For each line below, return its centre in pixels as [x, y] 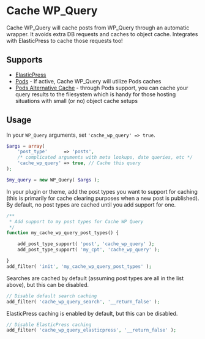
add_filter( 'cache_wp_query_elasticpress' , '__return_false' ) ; [91, 330]
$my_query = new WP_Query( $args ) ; [53, 180]
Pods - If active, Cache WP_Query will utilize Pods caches [88, 81]
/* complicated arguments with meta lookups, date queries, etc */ [105, 158]
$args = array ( [26, 146]
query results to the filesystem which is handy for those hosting [95, 94]
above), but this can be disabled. [47, 284]
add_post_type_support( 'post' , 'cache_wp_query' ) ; [86, 244]
